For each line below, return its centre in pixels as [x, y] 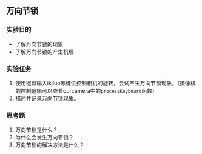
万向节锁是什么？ [36, 130]
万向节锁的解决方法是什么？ [50, 145]
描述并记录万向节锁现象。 [47, 98]
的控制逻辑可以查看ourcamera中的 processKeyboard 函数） [86, 90]
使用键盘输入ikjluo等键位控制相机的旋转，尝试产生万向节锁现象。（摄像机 [105, 83]
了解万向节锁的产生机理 [44, 52]
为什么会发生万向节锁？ [44, 138]
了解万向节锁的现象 [39, 44]
